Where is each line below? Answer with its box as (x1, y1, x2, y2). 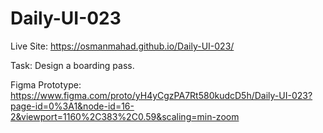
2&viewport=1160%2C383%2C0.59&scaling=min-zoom (10, 110, 240, 122)
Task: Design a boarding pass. (10, 59, 135, 71)
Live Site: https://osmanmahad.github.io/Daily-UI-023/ (10, 40, 235, 52)
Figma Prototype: (10, 78, 82, 91)
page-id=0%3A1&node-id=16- (10, 100, 135, 112)
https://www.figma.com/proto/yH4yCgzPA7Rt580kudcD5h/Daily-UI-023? (10, 89, 313, 101)
